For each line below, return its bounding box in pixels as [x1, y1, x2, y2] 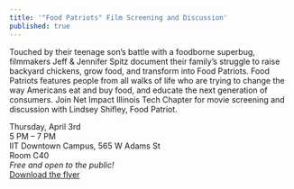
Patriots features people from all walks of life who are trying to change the [9, 75, 286, 85]
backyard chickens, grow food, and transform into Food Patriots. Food [9, 65, 271, 76]
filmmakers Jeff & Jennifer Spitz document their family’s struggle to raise [9, 56, 280, 67]
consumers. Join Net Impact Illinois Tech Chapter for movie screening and [9, 94, 286, 104]
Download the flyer [9, 168, 80, 180]
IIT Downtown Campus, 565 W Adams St [9, 140, 161, 151]
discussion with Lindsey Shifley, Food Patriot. [9, 103, 178, 114]
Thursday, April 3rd [9, 121, 81, 131]
